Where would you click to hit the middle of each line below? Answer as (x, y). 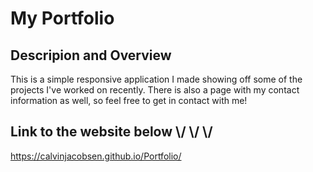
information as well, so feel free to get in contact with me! (129, 100)
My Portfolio (62, 18)
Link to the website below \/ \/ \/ (111, 132)
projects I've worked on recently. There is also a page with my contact (155, 90)
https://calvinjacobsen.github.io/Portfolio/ (96, 156)
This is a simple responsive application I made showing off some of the (156, 79)
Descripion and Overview (91, 55)
